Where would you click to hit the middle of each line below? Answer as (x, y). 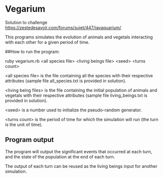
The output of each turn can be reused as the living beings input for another (81, 166)
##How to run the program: (32, 52)
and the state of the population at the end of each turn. (60, 157)
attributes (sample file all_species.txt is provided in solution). (66, 81)
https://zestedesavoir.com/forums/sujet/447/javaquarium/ (63, 27)
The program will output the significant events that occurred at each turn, (79, 151)
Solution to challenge (26, 22)
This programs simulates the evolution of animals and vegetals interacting (79, 37)
